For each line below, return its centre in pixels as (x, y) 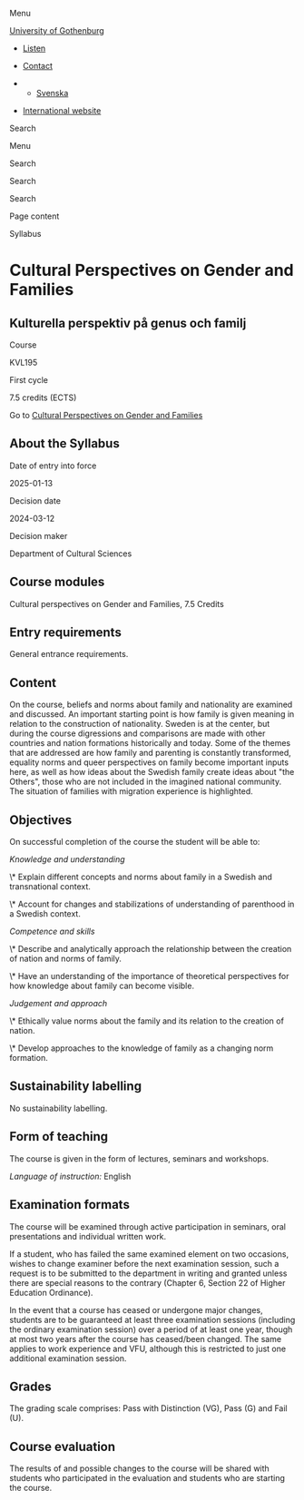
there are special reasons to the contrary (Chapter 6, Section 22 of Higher (147, 1282)
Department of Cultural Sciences (71, 554)
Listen (34, 48)
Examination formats (69, 1205)
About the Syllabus (64, 444)
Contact (37, 66)
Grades (30, 1386)
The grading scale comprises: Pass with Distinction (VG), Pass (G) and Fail (148, 1408)
